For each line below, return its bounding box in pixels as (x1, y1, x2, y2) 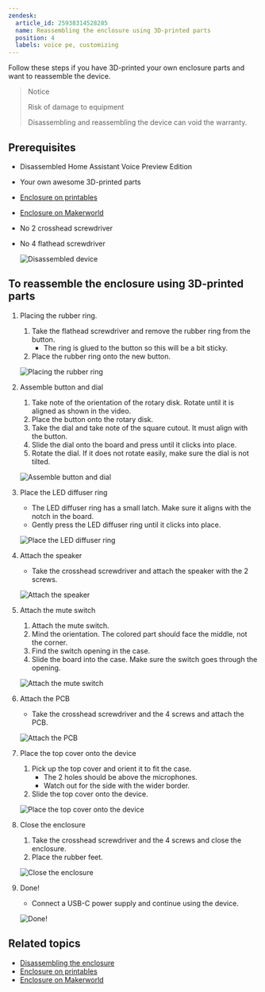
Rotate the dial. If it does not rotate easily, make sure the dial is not (31, 448, 249, 458)
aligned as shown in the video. (31, 406, 132, 416)
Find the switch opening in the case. (31, 645, 151, 656)
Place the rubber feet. (31, 852, 103, 862)
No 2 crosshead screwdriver (19, 223, 113, 233)
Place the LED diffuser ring (19, 487, 108, 497)
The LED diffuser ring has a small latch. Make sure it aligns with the (31, 502, 252, 513)
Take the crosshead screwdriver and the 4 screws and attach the (31, 709, 244, 719)
